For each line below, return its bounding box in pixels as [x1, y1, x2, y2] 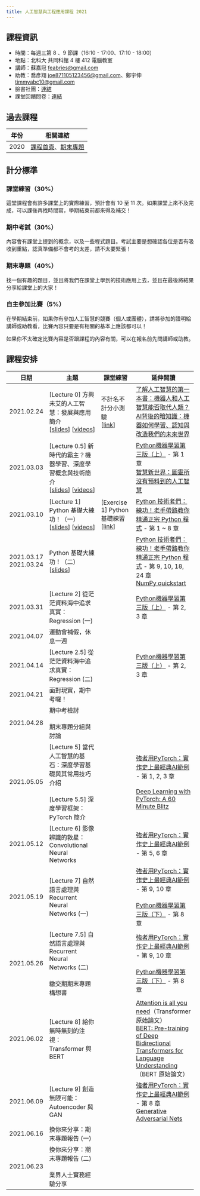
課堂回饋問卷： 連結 [14, 93, 62, 100]
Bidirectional [136, 1039, 171, 1047]
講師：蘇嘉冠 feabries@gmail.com [14, 64, 99, 72]
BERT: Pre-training [136, 1024, 189, 1032]
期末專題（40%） [6, 262, 58, 270]
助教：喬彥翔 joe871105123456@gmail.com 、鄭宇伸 [14, 72, 142, 79]
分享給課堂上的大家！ [6, 284, 58, 291]
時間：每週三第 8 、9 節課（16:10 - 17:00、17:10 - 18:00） [14, 49, 155, 57]
